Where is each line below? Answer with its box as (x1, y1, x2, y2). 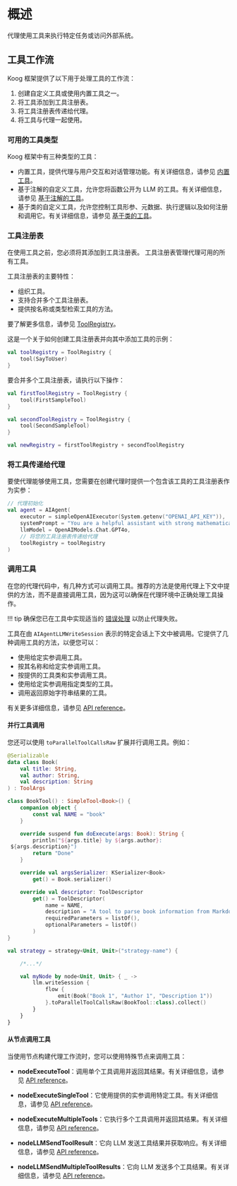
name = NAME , (44, 902, 83, 909)
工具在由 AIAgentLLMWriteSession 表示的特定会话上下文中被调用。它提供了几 (7, 629, 229, 638)
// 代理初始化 (7, 500, 44, 507)
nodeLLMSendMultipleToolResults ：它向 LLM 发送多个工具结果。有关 (17, 1162, 224, 1170)
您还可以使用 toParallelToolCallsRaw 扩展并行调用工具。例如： (7, 738, 192, 746)
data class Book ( (7, 758, 59, 765)
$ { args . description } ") (10, 843, 78, 850)
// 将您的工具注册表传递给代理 (20, 533, 98, 540)
